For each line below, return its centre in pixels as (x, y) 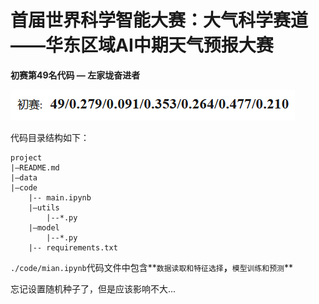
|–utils (44, 207)
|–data (24, 177)
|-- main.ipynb (60, 197)
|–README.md (35, 167)
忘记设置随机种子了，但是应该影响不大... (93, 288)
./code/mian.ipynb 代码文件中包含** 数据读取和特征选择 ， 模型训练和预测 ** (152, 267)
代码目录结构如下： (50, 137)
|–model (44, 227)
